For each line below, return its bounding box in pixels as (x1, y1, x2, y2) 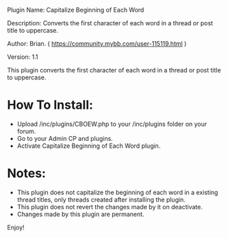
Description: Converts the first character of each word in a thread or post (7, 19, 214, 27)
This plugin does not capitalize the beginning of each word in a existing (16, 188, 218, 196)
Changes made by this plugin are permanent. (16, 210, 145, 218)
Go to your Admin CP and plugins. (16, 134, 113, 142)
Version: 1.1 (7, 53, 39, 61)
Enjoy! (7, 223, 25, 231)
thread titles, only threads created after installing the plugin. (16, 195, 186, 204)
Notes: (7, 166, 47, 181)
